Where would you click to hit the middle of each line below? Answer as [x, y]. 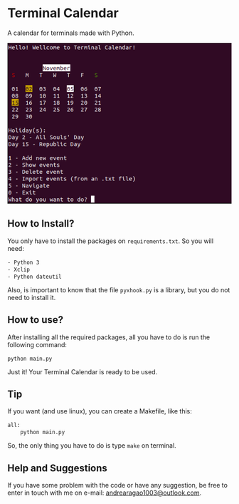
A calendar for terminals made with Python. [71, 33]
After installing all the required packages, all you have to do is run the [109, 337]
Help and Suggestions [58, 468]
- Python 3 [23, 262]
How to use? [36, 320]
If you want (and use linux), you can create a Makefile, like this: [100, 411]
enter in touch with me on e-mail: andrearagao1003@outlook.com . [105, 493]
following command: [37, 344]
